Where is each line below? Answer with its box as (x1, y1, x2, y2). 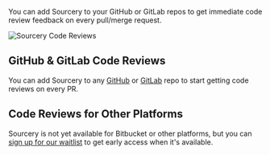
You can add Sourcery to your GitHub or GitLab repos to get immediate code (8, 7, 263, 16)
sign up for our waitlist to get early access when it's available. (8, 137, 214, 147)
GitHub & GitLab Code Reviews (8, 54, 166, 67)
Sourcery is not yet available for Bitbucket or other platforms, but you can (8, 128, 252, 138)
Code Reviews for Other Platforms (8, 108, 184, 121)
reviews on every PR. (8, 84, 79, 93)
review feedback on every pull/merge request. (8, 15, 162, 25)
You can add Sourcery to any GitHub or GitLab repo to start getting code (8, 75, 249, 85)
